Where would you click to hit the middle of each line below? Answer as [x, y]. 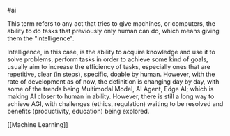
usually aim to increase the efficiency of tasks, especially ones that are [109, 67]
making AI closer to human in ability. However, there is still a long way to [111, 96]
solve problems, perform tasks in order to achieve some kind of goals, [108, 59]
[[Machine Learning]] [38, 124]
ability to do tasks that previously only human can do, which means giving [113, 31]
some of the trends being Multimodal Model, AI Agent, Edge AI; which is [110, 89]
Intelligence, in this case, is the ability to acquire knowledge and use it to [112, 52]
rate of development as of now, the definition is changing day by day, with [113, 82]
